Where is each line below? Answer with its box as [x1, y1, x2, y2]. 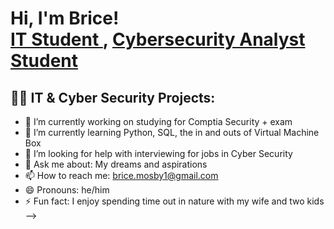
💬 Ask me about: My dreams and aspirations [24, 158, 208, 170]
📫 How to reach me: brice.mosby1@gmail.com [24, 170, 219, 181]
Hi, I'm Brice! [10, 7, 120, 30]
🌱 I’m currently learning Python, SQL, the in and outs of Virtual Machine [24, 127, 320, 138]
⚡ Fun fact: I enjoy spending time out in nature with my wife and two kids [24, 195, 325, 207]
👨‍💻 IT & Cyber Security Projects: [10, 89, 216, 106]
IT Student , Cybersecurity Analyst [10, 28, 306, 51]
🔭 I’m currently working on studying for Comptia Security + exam [24, 116, 293, 127]
